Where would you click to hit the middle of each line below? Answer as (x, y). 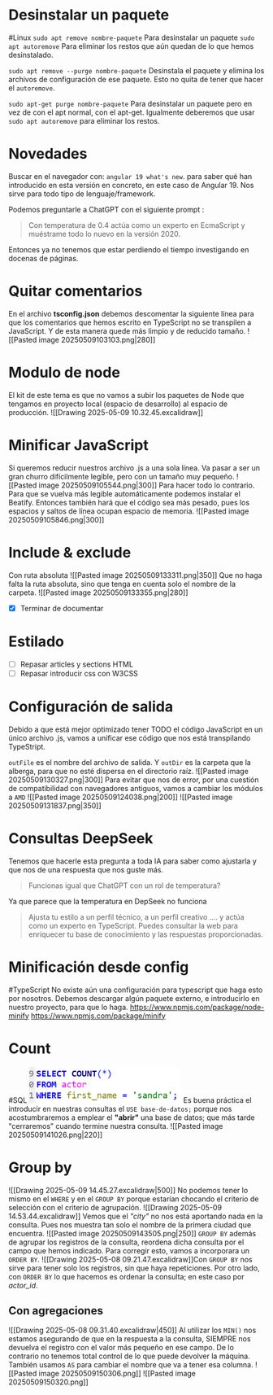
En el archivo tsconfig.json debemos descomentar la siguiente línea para (131, 313)
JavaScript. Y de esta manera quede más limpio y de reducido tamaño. (127, 330)
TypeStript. (27, 746)
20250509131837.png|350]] (55, 805)
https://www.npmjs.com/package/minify (99, 1016)
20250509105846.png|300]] (56, 519)
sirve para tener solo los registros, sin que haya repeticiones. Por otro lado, (134, 1268)
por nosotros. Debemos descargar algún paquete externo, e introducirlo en (134, 998)
